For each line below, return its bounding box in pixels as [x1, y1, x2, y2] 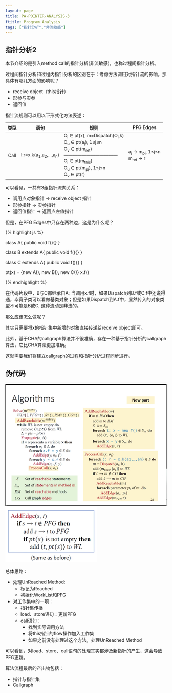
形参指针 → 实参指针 [12, 202, 56, 208]
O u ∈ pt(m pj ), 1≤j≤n [63, 165, 106, 172]
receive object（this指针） [12, 88, 69, 95]
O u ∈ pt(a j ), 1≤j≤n [63, 139, 102, 147]
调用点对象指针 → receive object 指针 [12, 195, 92, 202]
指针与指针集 [12, 676, 40, 682]
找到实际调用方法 [28, 624, 64, 630]
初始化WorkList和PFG [20, 592, 67, 598]
